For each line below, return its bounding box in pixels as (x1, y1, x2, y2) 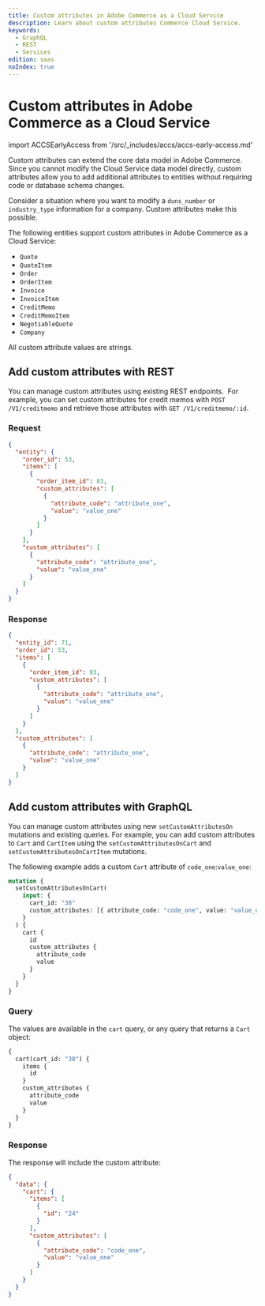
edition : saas (8, 56, 55, 64)
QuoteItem (19, 262, 53, 269)
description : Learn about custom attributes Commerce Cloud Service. (8, 19, 242, 27)
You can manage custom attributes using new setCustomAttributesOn (8, 821, 233, 830)
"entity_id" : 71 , (15, 639, 73, 647)
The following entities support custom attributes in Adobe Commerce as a (8, 228, 248, 237)
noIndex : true (8, 63, 55, 71)
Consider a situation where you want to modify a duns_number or (8, 195, 215, 205)
